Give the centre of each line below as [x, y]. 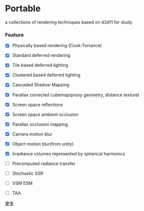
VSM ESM [22, 183]
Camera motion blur [32, 134]
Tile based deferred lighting [40, 65]
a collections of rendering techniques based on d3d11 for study [69, 22]
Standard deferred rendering [41, 55]
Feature [14, 35]
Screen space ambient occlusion [45, 114]
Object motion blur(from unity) [43, 144]
